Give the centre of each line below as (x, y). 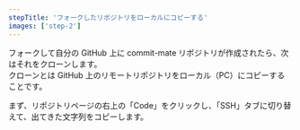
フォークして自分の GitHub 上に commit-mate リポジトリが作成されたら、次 (149, 52)
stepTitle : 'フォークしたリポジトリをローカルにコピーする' (108, 17)
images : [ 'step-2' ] (45, 26)
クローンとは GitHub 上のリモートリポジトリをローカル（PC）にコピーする (147, 75)
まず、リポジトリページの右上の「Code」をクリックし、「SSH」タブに (138, 105)
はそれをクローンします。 (55, 64)
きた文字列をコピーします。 (98, 117)
